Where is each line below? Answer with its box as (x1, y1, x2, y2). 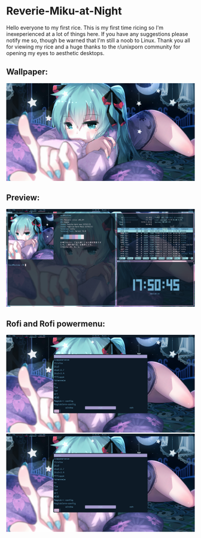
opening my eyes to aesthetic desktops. (6, 49, 105, 56)
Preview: (6, 193, 40, 203)
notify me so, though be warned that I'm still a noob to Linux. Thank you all (6, 37, 190, 44)
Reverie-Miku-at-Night (6, 4, 122, 18)
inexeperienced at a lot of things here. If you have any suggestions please (6, 30, 188, 37)
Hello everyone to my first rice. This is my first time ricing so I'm (6, 24, 164, 31)
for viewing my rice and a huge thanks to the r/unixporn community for (6, 43, 181, 50)
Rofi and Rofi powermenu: (6, 319, 106, 329)
